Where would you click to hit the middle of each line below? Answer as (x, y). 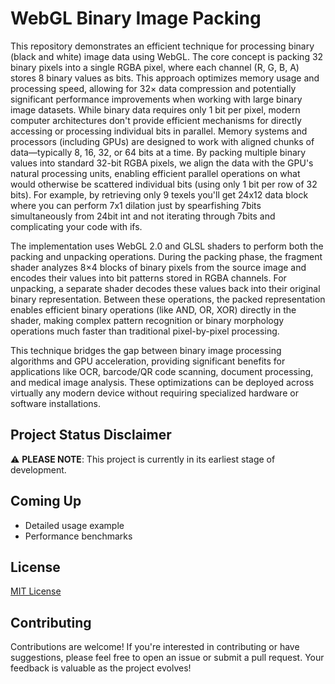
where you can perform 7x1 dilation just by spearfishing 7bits (136, 205)
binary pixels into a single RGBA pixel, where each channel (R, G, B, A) (155, 67)
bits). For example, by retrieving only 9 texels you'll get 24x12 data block (159, 194)
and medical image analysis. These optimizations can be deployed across (162, 382)
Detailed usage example (74, 525)
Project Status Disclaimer (91, 435)
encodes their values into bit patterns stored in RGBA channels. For (148, 278)
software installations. (55, 403)
